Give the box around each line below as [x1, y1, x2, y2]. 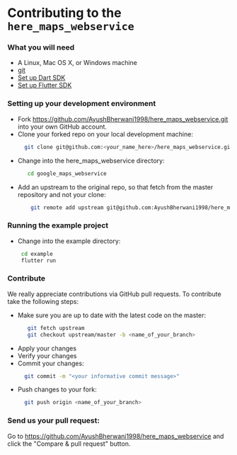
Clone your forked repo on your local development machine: [17, 129, 193, 138]
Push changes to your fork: [17, 385, 97, 394]
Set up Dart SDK [17, 73, 66, 82]
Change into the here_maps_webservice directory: [17, 156, 165, 165]
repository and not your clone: [17, 190, 106, 199]
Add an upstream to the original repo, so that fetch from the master [17, 182, 214, 191]
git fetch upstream [27, 324, 85, 331]
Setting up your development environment [7, 99, 156, 109]
